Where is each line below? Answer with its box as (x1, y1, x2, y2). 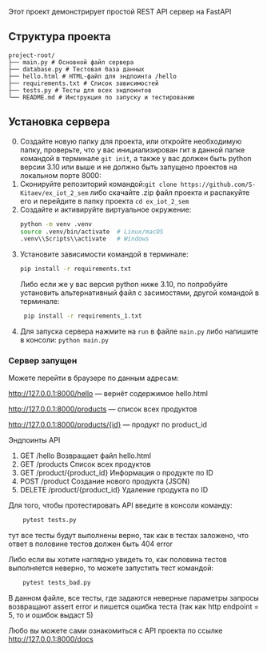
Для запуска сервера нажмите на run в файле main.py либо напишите (19, 326, 259, 336)
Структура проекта (8, 30, 111, 43)
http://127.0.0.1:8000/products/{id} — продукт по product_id (8, 420, 208, 430)
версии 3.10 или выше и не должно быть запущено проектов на (19, 162, 237, 172)
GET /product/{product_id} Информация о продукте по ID (19, 468, 213, 478)
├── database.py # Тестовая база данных (8, 65, 145, 73)
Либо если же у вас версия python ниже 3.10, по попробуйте (19, 280, 228, 290)
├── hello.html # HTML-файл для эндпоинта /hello (8, 72, 177, 80)
